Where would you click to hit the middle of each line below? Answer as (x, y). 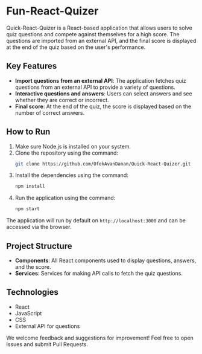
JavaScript (28, 313)
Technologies (33, 292)
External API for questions (47, 326)
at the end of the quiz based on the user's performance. (76, 47)
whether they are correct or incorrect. (62, 100)
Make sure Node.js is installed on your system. (73, 146)
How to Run (28, 132)
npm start (27, 209)
